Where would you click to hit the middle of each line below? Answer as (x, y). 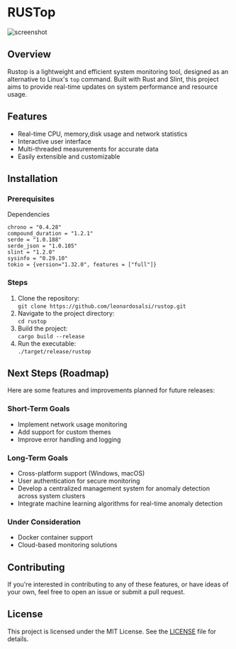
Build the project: (43, 328)
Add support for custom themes (64, 431)
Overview (29, 54)
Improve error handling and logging (69, 439)
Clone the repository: (49, 298)
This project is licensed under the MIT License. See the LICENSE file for (112, 631)
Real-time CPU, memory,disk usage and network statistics (102, 134)
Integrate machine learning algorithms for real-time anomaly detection (120, 503)
